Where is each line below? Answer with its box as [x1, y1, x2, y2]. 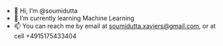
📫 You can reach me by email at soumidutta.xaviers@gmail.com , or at [13, 22, 216, 30]
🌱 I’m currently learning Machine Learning [13, 14, 134, 22]
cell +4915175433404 [13, 32, 77, 40]
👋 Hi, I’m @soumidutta [13, 7, 78, 15]
